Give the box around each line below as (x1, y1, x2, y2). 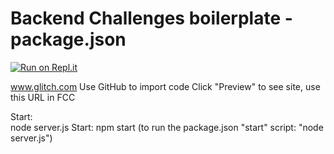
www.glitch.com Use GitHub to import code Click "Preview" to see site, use (10, 80, 321, 92)
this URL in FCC (10, 91, 76, 103)
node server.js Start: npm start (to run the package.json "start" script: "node (10, 121, 324, 133)
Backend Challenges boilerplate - (10, 7, 293, 30)
